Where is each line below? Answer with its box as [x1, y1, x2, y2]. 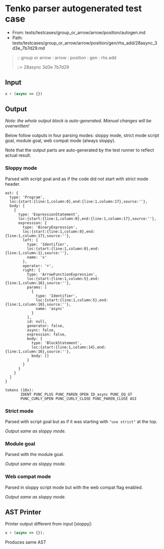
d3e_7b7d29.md [12, 45, 45, 51]
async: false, [26, 328, 56, 333]
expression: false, [26, 332, 67, 337]
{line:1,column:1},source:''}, [5, 250, 69, 255]
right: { [23, 267, 41, 272]
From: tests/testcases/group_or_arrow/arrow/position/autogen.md [12, 29, 146, 35]
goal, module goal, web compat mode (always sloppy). [5, 138, 116, 143]
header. [5, 181, 21, 187]
